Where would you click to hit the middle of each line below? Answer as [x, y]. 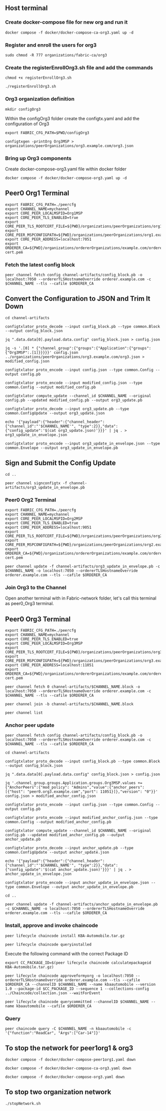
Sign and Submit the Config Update [61, 463]
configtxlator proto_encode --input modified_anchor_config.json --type [82, 818]
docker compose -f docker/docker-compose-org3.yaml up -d [66, 178]
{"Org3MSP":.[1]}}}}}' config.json [42, 353]
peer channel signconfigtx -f [36, 483]
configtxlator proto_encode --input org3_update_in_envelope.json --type [83, 443]
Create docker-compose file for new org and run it [66, 22]
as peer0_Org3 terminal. [30, 604]
